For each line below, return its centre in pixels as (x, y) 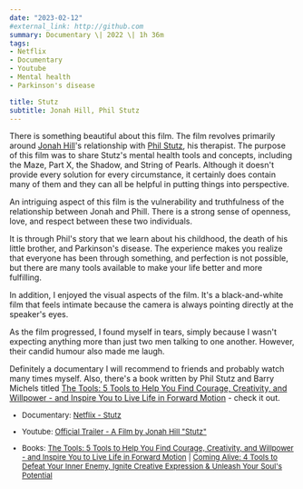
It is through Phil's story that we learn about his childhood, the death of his (149, 239)
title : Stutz (34, 102)
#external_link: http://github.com (77, 26)
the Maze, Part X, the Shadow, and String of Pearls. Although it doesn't (142, 165)
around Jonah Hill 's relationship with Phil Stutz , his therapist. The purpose (147, 145)
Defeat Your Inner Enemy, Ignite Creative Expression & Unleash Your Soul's (152, 466)
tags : (20, 43)
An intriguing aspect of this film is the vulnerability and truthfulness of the (147, 202)
